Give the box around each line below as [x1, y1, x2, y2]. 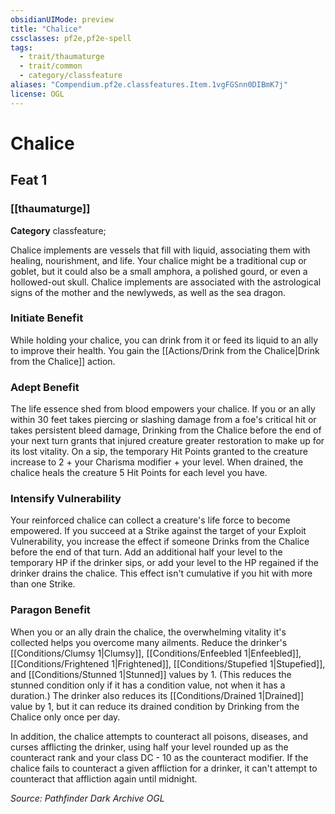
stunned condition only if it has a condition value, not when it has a [10, 679, 286, 691]
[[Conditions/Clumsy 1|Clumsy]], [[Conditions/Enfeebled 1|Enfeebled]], [10, 647, 302, 659]
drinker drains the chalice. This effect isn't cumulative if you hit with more [10, 567, 313, 580]
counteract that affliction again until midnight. [10, 772, 198, 785]
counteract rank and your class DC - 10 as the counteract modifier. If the [10, 751, 309, 763]
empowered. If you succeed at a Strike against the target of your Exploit [10, 525, 307, 537]
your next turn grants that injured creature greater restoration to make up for [10, 435, 325, 447]
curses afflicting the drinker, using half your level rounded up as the [10, 741, 289, 753]
